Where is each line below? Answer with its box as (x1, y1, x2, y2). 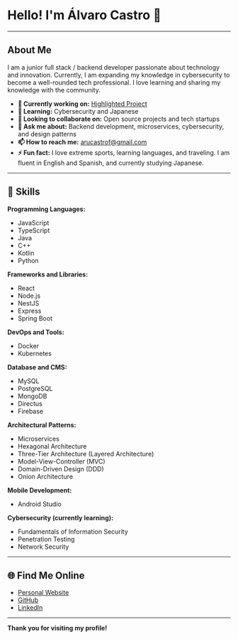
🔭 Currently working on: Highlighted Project (17, 100, 147, 108)
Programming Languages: (7, 205, 86, 213)
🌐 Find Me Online (7, 569, 85, 581)
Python (17, 256, 39, 264)
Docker (17, 341, 40, 350)
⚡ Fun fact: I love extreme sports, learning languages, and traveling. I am (17, 148, 230, 156)
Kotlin (17, 249, 35, 257)
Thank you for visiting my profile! (7, 624, 108, 633)
